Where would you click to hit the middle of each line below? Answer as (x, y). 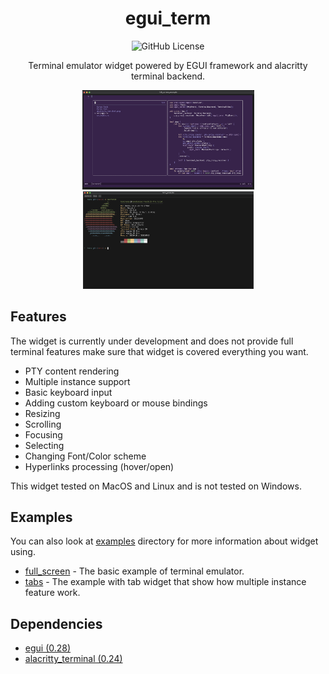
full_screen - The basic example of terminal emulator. (134, 571)
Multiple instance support (77, 381)
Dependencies (56, 623)
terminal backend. (168, 76)
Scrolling (43, 424)
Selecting (44, 445)
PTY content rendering (72, 371)
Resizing (42, 413)
